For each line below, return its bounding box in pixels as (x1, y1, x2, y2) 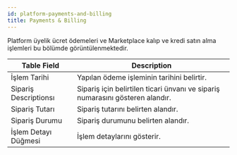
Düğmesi (11, 135, 41, 145)
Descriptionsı (11, 92, 55, 102)
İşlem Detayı (11, 127, 52, 137)
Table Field (21, 61, 60, 70)
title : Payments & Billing (7, 17, 87, 24)
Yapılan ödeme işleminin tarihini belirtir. (76, 72, 207, 82)
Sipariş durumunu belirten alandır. (76, 116, 189, 125)
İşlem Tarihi (11, 72, 49, 82)
